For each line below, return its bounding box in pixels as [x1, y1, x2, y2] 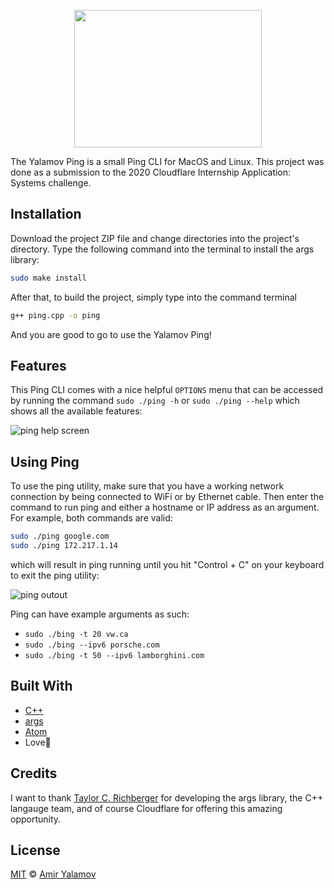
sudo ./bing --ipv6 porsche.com [24, 640, 160, 650]
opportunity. [10, 813, 62, 825]
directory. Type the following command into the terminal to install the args [10, 243, 315, 255]
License [10, 841, 61, 859]
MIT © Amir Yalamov [10, 868, 97, 880]
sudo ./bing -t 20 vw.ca [24, 629, 129, 639]
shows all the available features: [10, 405, 143, 417]
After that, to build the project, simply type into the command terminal [10, 291, 297, 303]
